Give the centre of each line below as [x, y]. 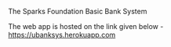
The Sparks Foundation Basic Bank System [78, 11]
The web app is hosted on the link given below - [86, 26]
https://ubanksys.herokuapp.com [62, 35]
